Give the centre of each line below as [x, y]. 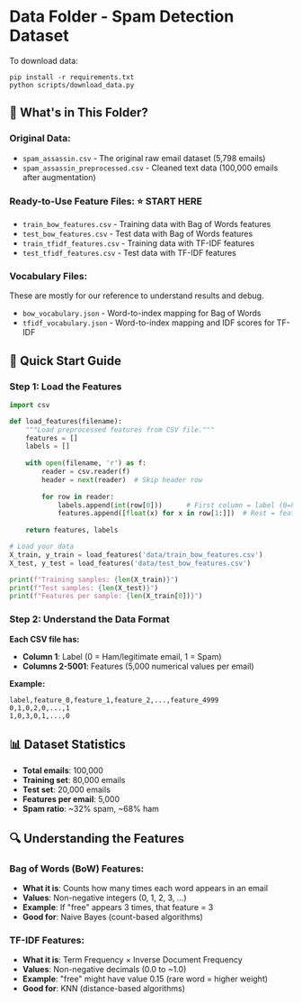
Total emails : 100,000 [62, 770]
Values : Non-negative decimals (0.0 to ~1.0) [104, 970]
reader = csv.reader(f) [86, 472]
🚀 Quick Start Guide [65, 361]
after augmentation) [59, 177]
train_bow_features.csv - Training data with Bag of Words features [147, 223]
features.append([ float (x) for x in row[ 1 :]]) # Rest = [166, 514]
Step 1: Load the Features [66, 387]
